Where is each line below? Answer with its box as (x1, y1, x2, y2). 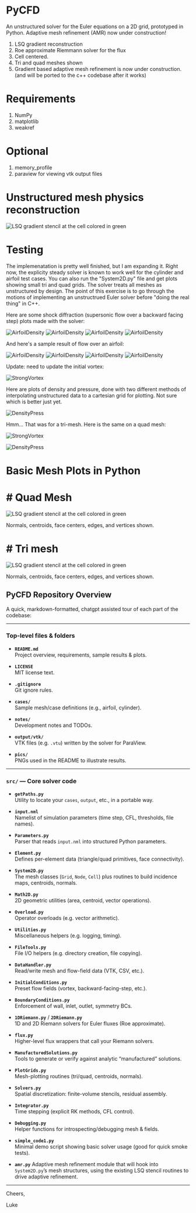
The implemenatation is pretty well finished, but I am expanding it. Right (6, 262, 178, 270)
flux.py (14, 1032, 33, 1038)
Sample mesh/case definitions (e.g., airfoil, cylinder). (14, 704, 142, 711)
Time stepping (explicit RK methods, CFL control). (14, 1108, 135, 1115)
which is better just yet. (6, 398, 62, 405)
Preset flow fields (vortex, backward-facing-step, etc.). (14, 985, 148, 992)
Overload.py (14, 909, 44, 915)
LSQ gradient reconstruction (14, 40, 83, 47)
